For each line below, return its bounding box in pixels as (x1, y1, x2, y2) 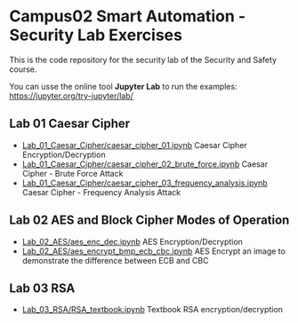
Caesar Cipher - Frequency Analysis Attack (21, 186, 181, 197)
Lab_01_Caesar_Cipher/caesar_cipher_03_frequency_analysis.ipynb (21, 177, 269, 188)
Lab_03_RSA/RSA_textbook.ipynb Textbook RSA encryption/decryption (21, 304, 283, 315)
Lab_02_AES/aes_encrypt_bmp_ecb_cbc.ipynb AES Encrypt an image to (21, 246, 286, 256)
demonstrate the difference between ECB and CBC (21, 255, 209, 265)
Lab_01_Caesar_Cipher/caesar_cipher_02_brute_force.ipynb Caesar (21, 158, 269, 169)
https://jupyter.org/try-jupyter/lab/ (9, 91, 133, 101)
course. (9, 64, 37, 75)
